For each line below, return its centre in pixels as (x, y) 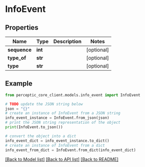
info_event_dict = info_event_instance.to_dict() (57, 141)
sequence (20, 50)
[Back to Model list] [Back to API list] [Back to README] (62, 160)
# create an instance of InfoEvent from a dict (55, 145)
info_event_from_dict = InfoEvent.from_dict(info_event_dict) (71, 150)
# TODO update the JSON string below (44, 104)
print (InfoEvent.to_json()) (34, 127)
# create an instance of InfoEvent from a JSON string (63, 113)
